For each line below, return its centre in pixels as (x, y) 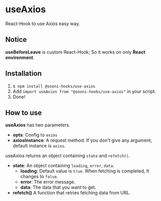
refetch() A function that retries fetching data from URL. (72, 193)
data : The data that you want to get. (58, 187)
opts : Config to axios (35, 135)
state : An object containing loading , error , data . (63, 166)
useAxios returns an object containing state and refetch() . (68, 156)
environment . (20, 57)
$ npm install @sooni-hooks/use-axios (54, 86)
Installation (24, 73)
